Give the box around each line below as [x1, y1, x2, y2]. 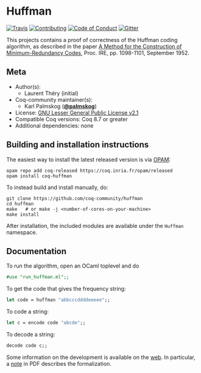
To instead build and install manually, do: [6, 183, 108, 191]
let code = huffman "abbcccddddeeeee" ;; [6, 297, 111, 303]
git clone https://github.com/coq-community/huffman [6, 195, 143, 202]
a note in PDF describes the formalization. [6, 360, 111, 367]
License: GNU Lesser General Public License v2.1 [15, 108, 139, 116]
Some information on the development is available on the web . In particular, [6, 353, 196, 361]
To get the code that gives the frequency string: [6, 285, 126, 293]
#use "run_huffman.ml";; [6, 274, 69, 280]
